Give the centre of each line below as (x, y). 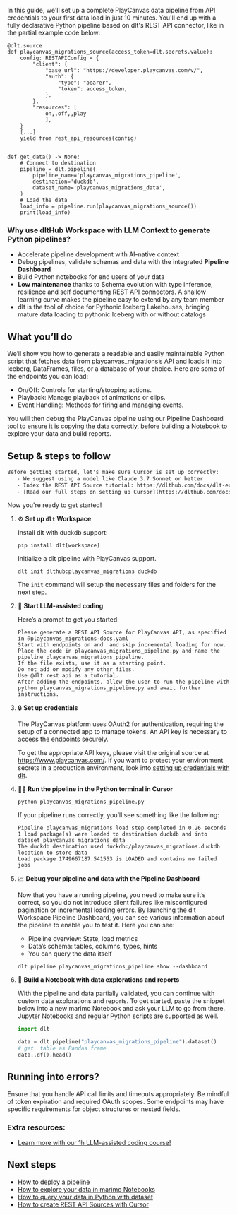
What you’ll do (40, 337)
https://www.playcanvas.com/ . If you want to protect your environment (120, 760)
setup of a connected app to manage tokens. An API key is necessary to (122, 732)
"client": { (50, 64)
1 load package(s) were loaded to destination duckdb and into (113, 834)
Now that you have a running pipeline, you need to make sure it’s (111, 895)
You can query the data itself (70, 954)
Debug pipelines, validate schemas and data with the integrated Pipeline (123, 262)
